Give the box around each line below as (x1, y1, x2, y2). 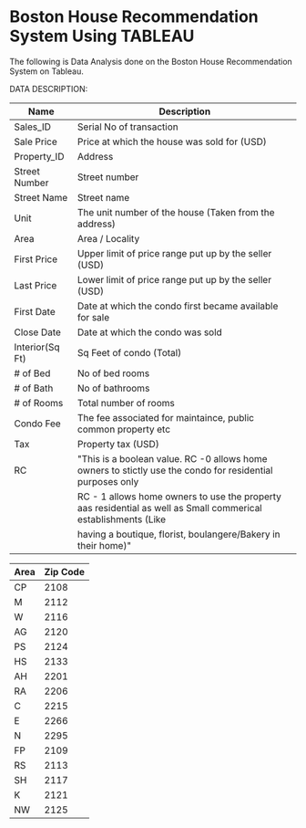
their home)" (76, 539, 132, 551)
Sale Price (14, 135, 57, 148)
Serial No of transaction (76, 121, 179, 133)
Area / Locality (76, 232, 140, 245)
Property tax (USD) (76, 437, 159, 450)
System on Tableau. (9, 66, 84, 77)
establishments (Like (76, 513, 167, 526)
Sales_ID (14, 121, 52, 133)
